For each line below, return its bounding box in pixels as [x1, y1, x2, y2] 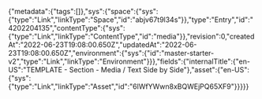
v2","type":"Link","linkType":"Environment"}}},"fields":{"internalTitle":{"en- [8, 57, 251, 66]
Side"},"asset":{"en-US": [169, 65, 250, 74]
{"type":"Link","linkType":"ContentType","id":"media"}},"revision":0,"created [8, 31, 255, 41]
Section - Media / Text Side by [69, 65, 168, 74]
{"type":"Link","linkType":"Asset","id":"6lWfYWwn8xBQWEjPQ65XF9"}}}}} [8, 82, 249, 91]
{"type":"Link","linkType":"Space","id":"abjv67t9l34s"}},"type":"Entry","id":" [8, 15, 254, 24]
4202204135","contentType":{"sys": [8, 24, 125, 32]
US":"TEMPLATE [8, 65, 63, 74]
